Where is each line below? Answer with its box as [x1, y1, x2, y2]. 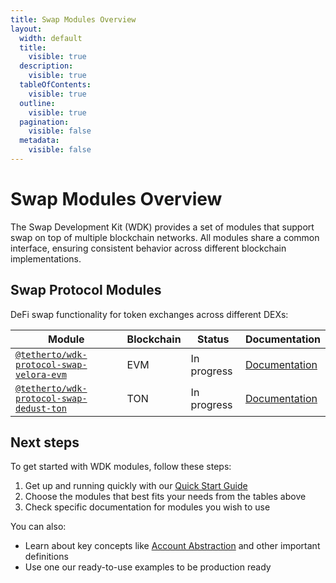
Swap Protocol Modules [10, 282, 162, 299]
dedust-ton [15, 402, 67, 414]
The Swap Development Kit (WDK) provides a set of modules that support [10, 221, 315, 233]
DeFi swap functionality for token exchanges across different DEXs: [10, 308, 289, 320]
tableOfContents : [19, 80, 92, 90]
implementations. [10, 252, 82, 265]
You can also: [10, 521, 67, 533]
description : [19, 61, 74, 71]
